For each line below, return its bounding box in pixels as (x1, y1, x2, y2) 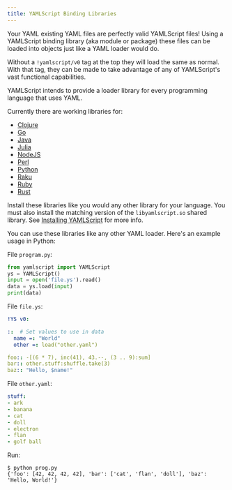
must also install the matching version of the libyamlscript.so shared (7, 208, 208, 216)
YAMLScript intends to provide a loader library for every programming (7, 86, 208, 94)
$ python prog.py (7, 465, 58, 472)
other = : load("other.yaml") (13, 341, 98, 348)
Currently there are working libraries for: (7, 107, 123, 115)
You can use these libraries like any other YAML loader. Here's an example (7, 229, 221, 237)
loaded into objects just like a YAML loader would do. (7, 44, 160, 52)
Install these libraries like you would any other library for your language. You (7, 200, 226, 209)
